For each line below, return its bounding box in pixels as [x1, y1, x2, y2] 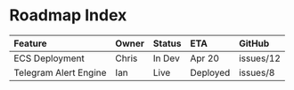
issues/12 [239, 52, 281, 64]
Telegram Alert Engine [13, 66, 107, 79]
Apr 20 [190, 52, 220, 64]
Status [152, 37, 182, 49]
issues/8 [239, 66, 275, 79]
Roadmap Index [9, 5, 127, 26]
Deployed [190, 66, 231, 79]
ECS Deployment [13, 52, 85, 64]
